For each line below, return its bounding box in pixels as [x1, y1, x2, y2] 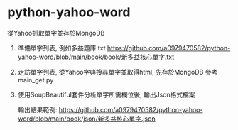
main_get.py [17, 75, 54, 84]
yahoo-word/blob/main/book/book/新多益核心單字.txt [17, 53, 175, 61]
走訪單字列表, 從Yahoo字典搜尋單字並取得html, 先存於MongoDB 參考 [17, 67, 218, 76]
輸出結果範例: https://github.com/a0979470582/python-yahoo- [17, 105, 203, 114]
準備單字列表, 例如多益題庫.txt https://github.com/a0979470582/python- [17, 43, 231, 52]
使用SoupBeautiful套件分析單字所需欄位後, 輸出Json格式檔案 [17, 90, 195, 99]
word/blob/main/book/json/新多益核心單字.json [17, 114, 156, 123]
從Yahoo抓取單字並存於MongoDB [7, 28, 105, 37]
